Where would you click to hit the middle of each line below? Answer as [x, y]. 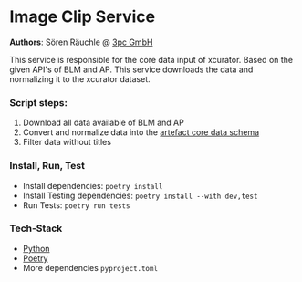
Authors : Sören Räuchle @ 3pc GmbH [81, 42]
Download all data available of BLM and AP [103, 123]
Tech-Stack [36, 228]
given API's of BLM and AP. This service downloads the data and [131, 69]
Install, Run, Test [47, 166]
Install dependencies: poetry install [93, 185]
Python [36, 248]
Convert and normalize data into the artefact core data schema [141, 132]
